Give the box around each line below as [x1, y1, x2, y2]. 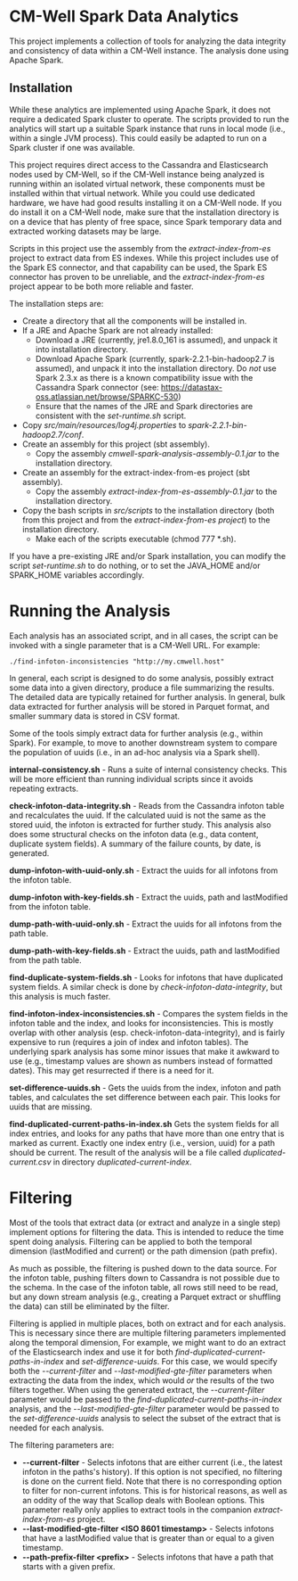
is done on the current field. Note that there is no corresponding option [21, 1476, 283, 1486]
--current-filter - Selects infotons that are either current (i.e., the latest [21, 1456, 283, 1468]
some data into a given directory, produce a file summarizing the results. [9, 682, 275, 693]
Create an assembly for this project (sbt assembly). [21, 439, 211, 449]
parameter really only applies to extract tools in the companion [21, 1504, 252, 1515]
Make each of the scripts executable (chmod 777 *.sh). [35, 533, 237, 544]
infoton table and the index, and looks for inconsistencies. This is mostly [9, 1017, 274, 1028]
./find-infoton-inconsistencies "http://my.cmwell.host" [9, 657, 225, 666]
